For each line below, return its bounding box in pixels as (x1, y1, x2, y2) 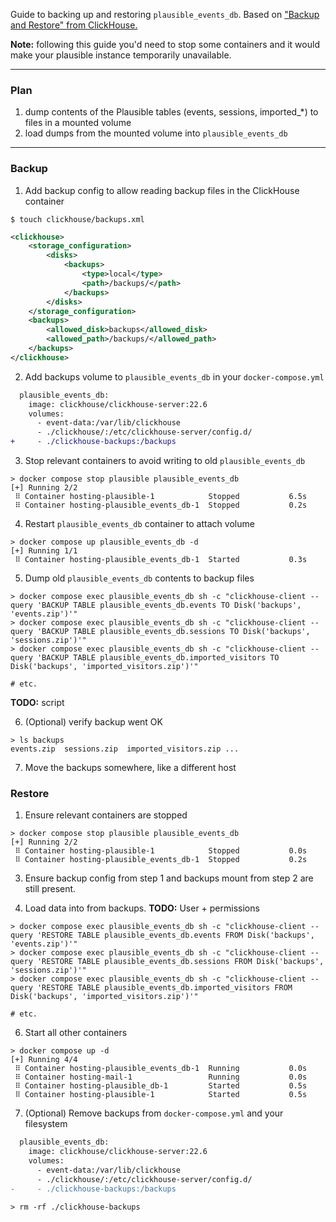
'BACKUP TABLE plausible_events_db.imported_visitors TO (36, 653, 280, 663)
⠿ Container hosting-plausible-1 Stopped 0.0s (14, 846, 308, 856)
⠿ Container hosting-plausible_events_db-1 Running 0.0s (14, 1064, 308, 1074)
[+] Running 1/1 (10, 546, 78, 556)
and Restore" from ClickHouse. (10, 19, 138, 31)
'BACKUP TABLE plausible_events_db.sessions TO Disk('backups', (36, 627, 311, 637)
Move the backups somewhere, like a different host (24, 762, 237, 774)
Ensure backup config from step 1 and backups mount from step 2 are (24, 872, 314, 884)
